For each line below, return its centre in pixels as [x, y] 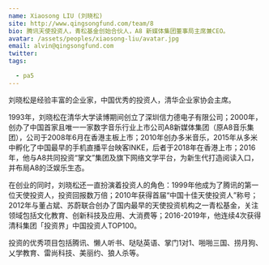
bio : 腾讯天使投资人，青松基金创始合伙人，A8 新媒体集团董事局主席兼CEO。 [119, 31]
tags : [17, 62]
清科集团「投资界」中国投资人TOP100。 [75, 225]
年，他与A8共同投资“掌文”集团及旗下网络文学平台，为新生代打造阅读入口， [133, 157]
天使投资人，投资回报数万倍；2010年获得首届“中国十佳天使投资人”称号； [137, 194]
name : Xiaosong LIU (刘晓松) [56, 16]
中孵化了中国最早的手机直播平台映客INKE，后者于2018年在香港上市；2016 [132, 147]
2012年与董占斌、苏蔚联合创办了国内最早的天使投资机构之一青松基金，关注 [134, 205]
